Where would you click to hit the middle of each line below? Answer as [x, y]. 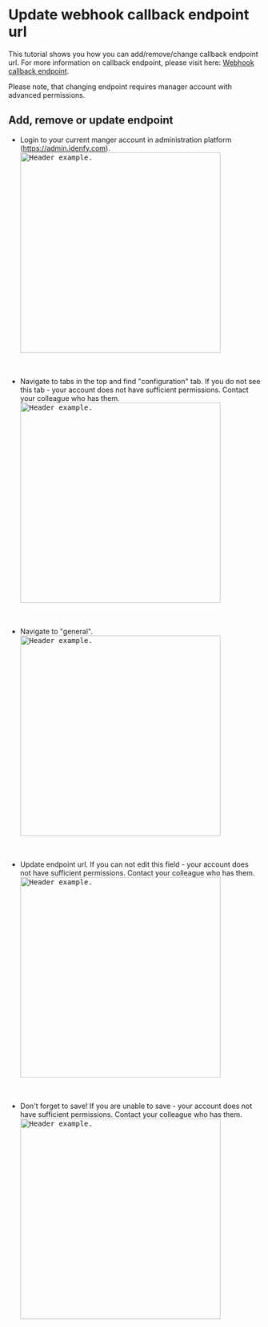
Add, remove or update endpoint [91, 121]
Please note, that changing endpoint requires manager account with [120, 87]
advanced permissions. [47, 95]
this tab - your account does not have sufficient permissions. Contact [134, 390]
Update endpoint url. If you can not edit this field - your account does [134, 864]
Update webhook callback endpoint [129, 15]
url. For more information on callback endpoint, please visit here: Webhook [131, 63]
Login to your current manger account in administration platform [126, 140]
